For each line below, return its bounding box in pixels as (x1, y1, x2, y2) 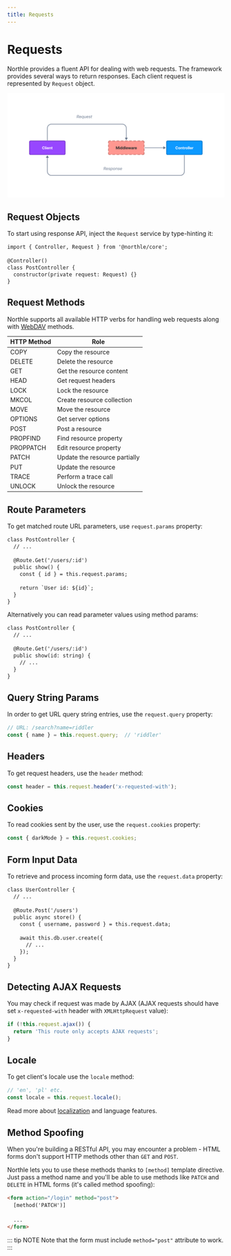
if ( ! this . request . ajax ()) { (7, 1021, 91, 1028)
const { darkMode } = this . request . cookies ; (7, 835, 137, 841)
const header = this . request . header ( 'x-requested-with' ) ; (7, 783, 177, 790)
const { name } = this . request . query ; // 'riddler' (7, 732, 162, 739)
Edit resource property (57, 443, 121, 452)
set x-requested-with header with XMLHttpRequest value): (7, 1006, 169, 1015)
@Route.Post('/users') (13, 907, 79, 914)
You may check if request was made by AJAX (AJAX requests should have (7, 999, 219, 1007)
